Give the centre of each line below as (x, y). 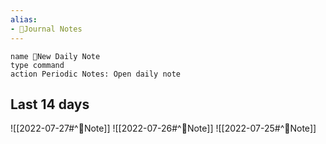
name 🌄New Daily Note (55, 56)
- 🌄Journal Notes (46, 29)
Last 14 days (50, 104)
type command (37, 65)
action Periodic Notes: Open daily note (96, 74)
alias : (24, 19)
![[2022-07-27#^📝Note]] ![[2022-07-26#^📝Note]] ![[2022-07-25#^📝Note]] (163, 128)
